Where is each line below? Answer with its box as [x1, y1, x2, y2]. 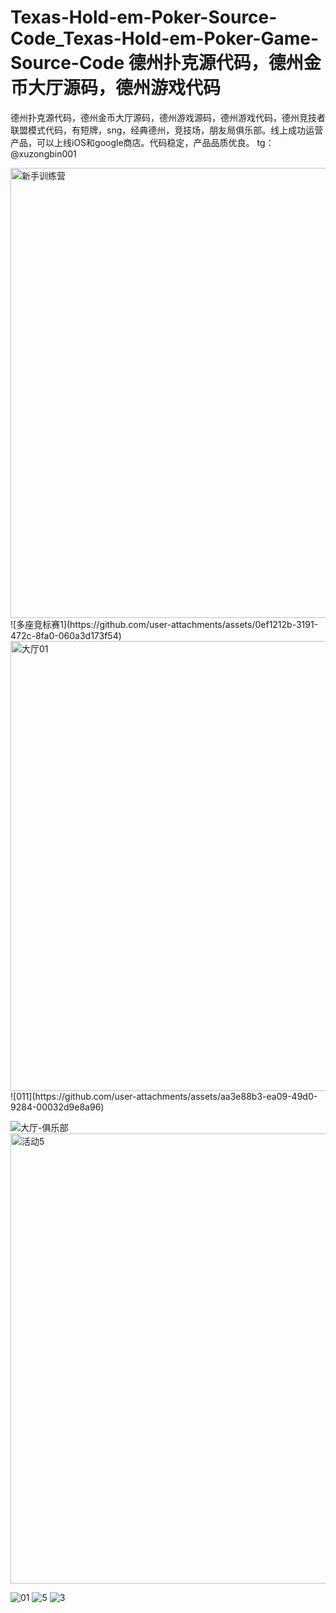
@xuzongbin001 [10, 147, 77, 160]
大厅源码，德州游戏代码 [28, 77, 222, 100]
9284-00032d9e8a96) [10, 1101, 105, 1113]
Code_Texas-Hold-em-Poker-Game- [10, 27, 320, 50]
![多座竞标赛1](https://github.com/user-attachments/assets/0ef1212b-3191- [10, 618, 319, 630]
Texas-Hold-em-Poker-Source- [10, 6, 278, 29]
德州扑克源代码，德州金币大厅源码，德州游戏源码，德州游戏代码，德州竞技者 [10, 111, 326, 123]
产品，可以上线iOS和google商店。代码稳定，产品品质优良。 [10, 136, 255, 148]
